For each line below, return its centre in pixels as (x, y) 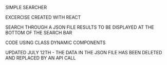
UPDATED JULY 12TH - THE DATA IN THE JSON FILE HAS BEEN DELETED (84, 52)
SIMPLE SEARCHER (26, 7)
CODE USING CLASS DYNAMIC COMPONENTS (55, 42)
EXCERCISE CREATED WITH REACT (43, 17)
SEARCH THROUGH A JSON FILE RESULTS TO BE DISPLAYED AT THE (80, 27)
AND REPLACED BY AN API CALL (41, 58)
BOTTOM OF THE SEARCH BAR (39, 32)
